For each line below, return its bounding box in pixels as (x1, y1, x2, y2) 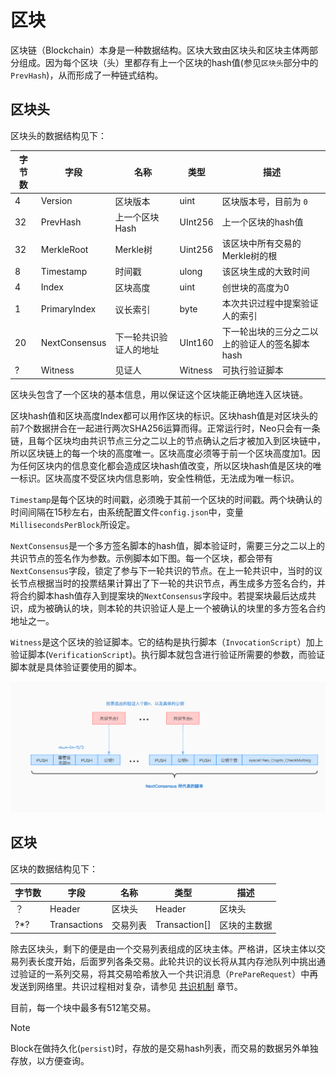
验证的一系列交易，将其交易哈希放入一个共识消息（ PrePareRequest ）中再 (18, 968, 319, 980)
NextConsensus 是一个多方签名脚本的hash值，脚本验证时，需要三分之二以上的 (10, 539, 325, 551)
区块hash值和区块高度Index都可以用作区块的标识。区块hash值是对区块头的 (10, 409, 318, 421)
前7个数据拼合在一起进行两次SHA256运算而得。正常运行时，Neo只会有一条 (10, 422, 321, 434)
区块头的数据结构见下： (10, 129, 107, 141)
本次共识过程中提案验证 (221, 297, 319, 309)
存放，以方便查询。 (10, 1055, 90, 1067)
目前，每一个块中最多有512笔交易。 (10, 1002, 157, 1014)
